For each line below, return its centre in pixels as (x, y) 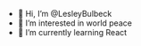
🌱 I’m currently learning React (72, 32)
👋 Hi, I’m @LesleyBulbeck (65, 14)
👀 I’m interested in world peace (75, 23)
